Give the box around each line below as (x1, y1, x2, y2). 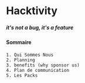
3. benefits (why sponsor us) (6, 62, 80, 68)
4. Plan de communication (6, 67, 69, 73)
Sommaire (6, 39, 32, 46)
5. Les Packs (6, 72, 38, 78)
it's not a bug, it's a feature (6, 24, 74, 31)
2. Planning (6, 57, 35, 63)
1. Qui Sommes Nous (6, 52, 54, 58)
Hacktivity (6, 4, 57, 18)
